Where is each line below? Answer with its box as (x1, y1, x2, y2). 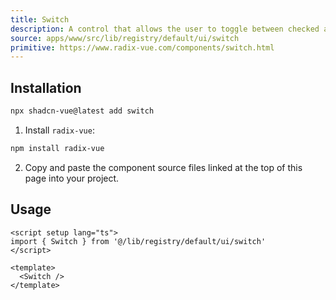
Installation (10, 79, 82, 96)
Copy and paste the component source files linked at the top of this (24, 161, 303, 173)
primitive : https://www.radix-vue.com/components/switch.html (10, 42, 275, 53)
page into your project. (24, 172, 120, 184)
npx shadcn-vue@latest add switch (10, 106, 155, 116)
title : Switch (10, 14, 70, 25)
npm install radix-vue (10, 143, 105, 153)
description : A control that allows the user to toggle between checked (10, 24, 320, 34)
